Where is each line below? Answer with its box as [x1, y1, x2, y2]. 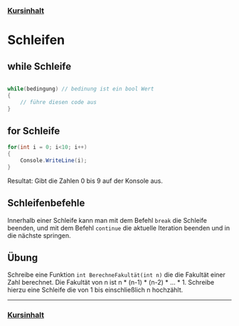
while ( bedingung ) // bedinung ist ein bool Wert [7, 85, 154, 93]
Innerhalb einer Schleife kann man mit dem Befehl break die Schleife [7, 216, 208, 224]
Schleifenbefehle [7, 197, 85, 209]
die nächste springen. [7, 231, 71, 240]
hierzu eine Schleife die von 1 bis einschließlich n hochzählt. [7, 285, 184, 294]
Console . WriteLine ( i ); [20, 157, 87, 164]
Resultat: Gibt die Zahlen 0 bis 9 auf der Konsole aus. [7, 177, 164, 185]
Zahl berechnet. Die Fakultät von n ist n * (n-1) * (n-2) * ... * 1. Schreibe [7, 278, 215, 287]
